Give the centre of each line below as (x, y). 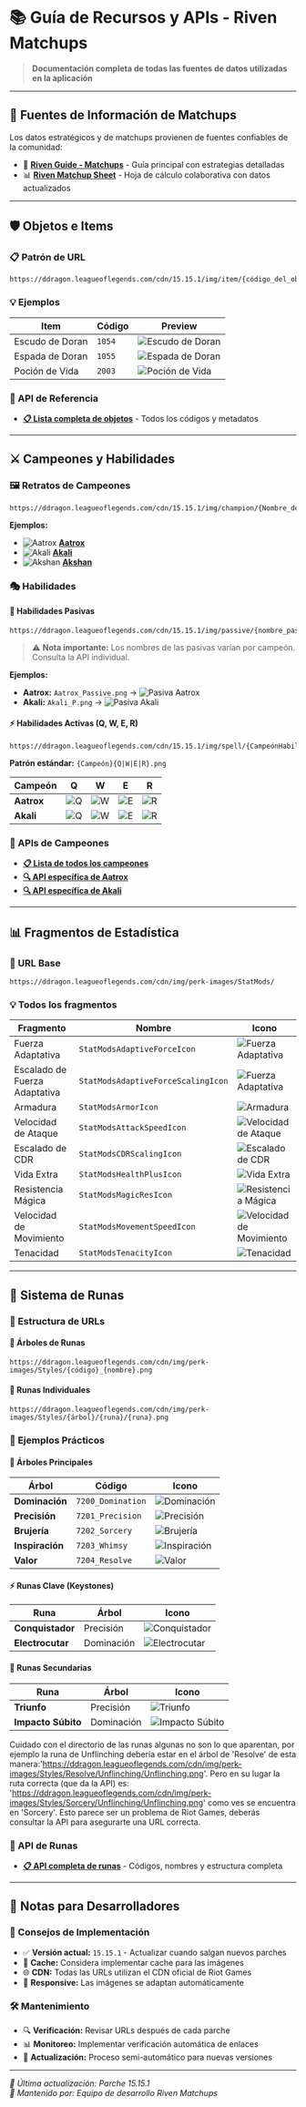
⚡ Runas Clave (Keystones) (62, 1585)
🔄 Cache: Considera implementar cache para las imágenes (133, 1962)
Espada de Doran (51, 356)
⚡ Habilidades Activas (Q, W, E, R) (74, 723)
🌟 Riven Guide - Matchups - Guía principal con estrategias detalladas (153, 164)
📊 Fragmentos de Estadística (94, 932)
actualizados (46, 188)
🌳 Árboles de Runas (47, 1343)
